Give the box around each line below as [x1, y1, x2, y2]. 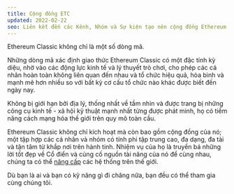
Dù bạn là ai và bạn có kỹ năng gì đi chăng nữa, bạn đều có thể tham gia [7, 171, 216, 179]
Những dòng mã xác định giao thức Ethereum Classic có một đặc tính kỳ [7, 56, 216, 64]
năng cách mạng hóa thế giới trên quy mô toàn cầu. [7, 114, 156, 123]
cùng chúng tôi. [7, 179, 52, 187]
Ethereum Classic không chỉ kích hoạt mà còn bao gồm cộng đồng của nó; [7, 127, 222, 137]
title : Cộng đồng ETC [7, 10, 71, 18]
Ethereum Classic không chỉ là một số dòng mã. [7, 43, 145, 51]
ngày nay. [7, 85, 36, 95]
